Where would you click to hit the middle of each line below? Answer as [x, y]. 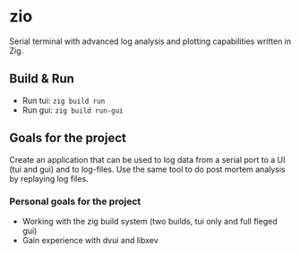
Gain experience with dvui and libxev [90, 240]
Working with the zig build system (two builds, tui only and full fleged [150, 221]
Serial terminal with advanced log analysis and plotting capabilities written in [150, 41]
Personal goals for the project [75, 201]
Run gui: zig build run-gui [73, 110]
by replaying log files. [49, 178]
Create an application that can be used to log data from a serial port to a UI [147, 159]
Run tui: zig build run [64, 100]
